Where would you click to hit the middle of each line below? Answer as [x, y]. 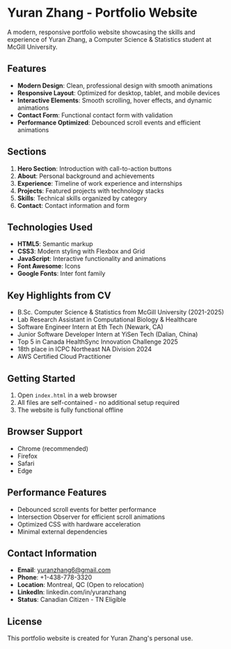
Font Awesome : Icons [49, 266]
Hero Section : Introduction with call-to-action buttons [94, 168]
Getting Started [41, 378]
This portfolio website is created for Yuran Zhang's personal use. [100, 639]
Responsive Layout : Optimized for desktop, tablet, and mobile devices [119, 93]
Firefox [27, 456]
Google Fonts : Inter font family [61, 273]
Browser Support [45, 432]
